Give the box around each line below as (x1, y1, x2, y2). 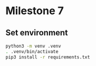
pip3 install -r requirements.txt (5, 54, 91, 60)
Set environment (5, 28, 68, 38)
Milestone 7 (5, 4, 64, 18)
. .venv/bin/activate (5, 48, 59, 54)
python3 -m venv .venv (5, 43, 61, 49)
